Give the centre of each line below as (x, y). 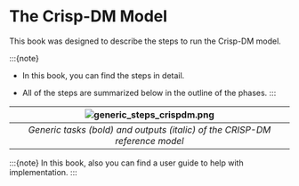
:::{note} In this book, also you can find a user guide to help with (126, 163)
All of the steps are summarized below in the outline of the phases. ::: (149, 93)
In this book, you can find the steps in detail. (103, 75)
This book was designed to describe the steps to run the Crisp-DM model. (145, 41)
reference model (149, 141)
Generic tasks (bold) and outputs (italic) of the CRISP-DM (149, 129)
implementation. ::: (43, 172)
